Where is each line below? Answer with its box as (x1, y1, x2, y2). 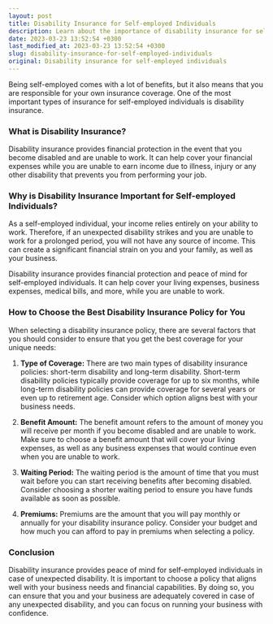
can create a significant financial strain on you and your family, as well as (8, 245, 253, 254)
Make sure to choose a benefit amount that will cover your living (19, 434, 236, 444)
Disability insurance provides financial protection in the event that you (8, 144, 242, 154)
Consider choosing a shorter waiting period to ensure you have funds (19, 484, 253, 494)
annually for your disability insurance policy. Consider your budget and (19, 518, 258, 527)
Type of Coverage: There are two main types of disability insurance (19, 358, 248, 368)
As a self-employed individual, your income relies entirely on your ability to (8, 219, 258, 228)
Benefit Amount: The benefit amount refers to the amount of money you (19, 417, 264, 427)
